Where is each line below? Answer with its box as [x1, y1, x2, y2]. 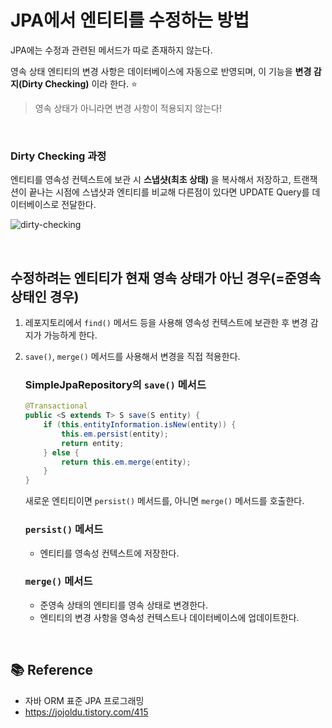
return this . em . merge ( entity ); [61, 457, 192, 467]
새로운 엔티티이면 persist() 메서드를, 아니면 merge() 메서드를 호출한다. [24, 495, 305, 507]
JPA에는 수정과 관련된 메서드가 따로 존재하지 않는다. [10, 44, 213, 56]
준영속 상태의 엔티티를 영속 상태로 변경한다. [39, 599, 209, 611]
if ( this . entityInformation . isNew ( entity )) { [43, 420, 237, 430]
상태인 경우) [10, 288, 80, 305]
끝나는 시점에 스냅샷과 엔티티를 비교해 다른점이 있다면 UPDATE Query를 [28, 186, 310, 198]
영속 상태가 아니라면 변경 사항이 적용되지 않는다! [34, 102, 222, 114]
